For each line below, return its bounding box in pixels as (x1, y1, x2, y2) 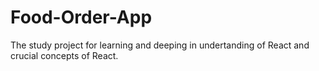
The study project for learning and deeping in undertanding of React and (10, 39, 310, 51)
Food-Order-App (10, 6, 153, 29)
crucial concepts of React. (10, 49, 119, 61)
